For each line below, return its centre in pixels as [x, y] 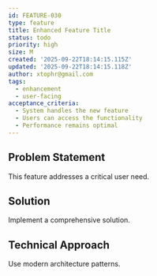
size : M [21, 52]
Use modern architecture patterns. [64, 264]
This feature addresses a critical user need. [79, 176]
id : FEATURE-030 [35, 15]
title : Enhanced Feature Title [60, 30]
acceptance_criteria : [44, 103]
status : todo [30, 37]
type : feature [32, 23]
